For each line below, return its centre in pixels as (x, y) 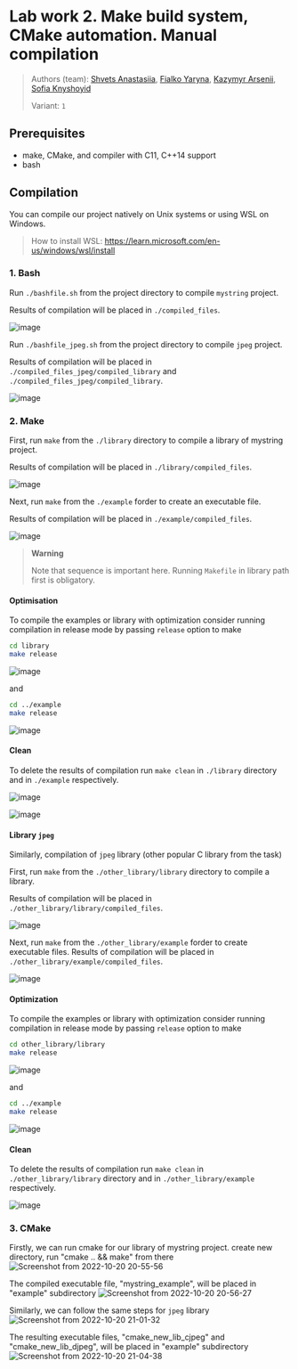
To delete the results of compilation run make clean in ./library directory (143, 770)
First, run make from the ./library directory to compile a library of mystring (146, 440)
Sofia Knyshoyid (61, 88)
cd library (29, 646)
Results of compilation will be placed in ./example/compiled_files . (131, 519)
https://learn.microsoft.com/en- (162, 240)
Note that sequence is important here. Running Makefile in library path (160, 571)
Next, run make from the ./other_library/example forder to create (129, 942)
